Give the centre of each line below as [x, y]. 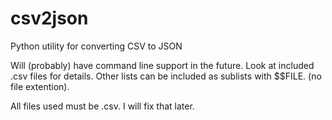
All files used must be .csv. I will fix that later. [102, 106]
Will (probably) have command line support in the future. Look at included [162, 65]
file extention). [40, 86]
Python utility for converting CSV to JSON [96, 46]
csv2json [49, 18]
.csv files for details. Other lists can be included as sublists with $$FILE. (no [166, 76]
